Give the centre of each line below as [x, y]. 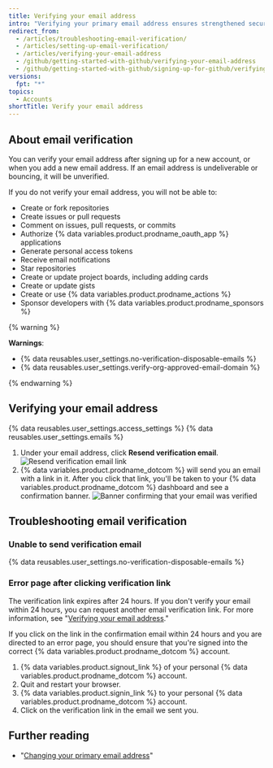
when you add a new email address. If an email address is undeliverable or [133, 167]
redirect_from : [34, 31]
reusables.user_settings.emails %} [66, 436]
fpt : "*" [30, 84]
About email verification [71, 139]
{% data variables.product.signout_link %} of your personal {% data [134, 666]
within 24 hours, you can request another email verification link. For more [131, 610]
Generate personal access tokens [76, 251]
